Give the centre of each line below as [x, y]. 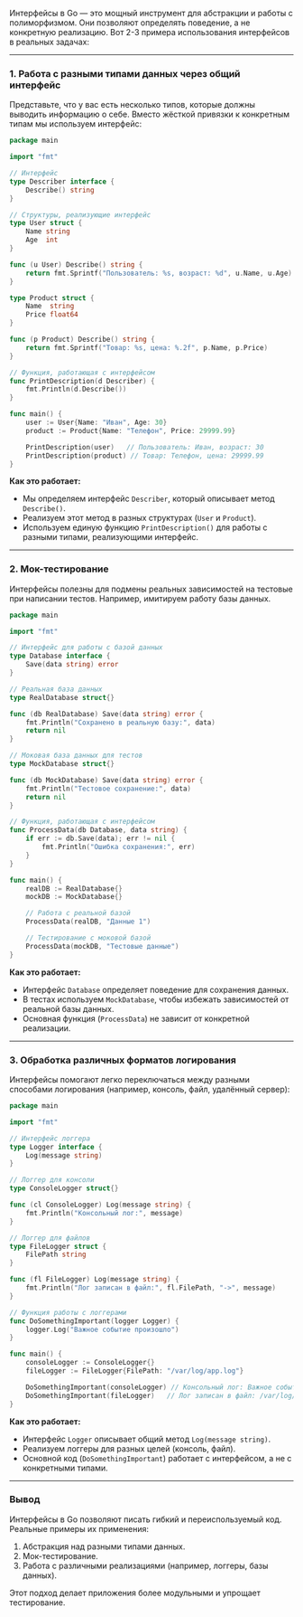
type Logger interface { [56, 1147]
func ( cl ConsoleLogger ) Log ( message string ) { [101, 1205]
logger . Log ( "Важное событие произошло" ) [102, 1329]
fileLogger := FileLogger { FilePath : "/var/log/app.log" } [135, 1371]
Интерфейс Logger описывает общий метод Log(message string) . [147, 1439]
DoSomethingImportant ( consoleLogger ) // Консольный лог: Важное [149, 1387]
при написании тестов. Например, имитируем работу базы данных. [140, 598]
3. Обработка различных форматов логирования [123, 1060]
